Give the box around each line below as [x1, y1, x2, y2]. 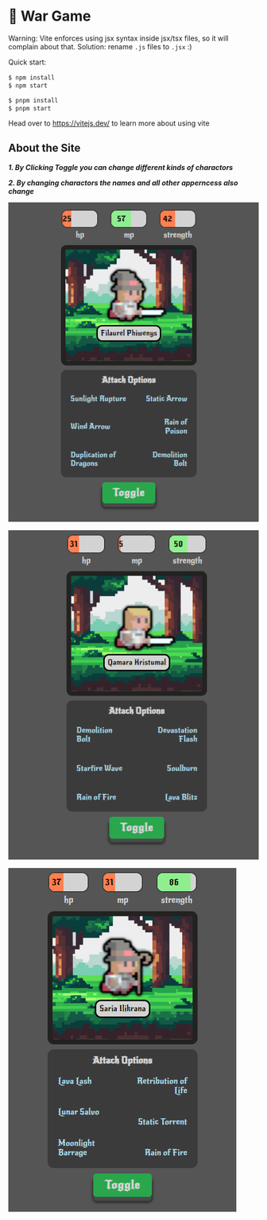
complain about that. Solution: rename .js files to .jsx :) [8, 41, 192, 51]
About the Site [8, 141, 81, 155]
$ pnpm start [8, 104, 52, 112]
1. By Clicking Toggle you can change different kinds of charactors [8, 162, 234, 172]
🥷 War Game [8, 7, 91, 25]
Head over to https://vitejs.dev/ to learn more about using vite [8, 118, 210, 128]
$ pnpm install [8, 96, 59, 104]
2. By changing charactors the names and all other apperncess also [8, 178, 238, 188]
